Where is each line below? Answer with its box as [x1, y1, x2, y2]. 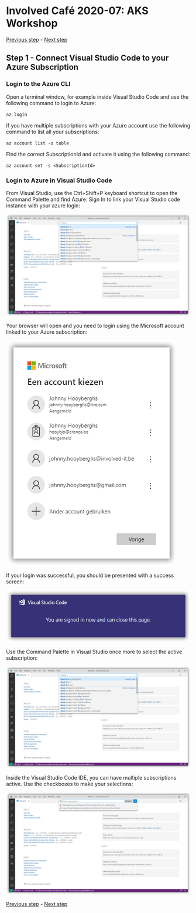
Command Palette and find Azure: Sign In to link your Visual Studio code [6, 196, 180, 203]
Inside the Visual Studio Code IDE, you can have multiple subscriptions [6, 774, 177, 781]
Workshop [6, 16, 58, 30]
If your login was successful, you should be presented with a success [6, 572, 174, 579]
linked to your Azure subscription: [6, 328, 88, 335]
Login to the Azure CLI [6, 80, 71, 88]
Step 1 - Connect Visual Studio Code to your [6, 53, 169, 63]
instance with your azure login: [6, 202, 81, 209]
